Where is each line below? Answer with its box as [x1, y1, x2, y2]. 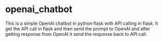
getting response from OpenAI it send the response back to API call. [5, 31, 147, 37]
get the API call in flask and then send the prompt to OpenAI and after [5, 25, 150, 31]
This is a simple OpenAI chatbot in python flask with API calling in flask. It [5, 20, 158, 26]
